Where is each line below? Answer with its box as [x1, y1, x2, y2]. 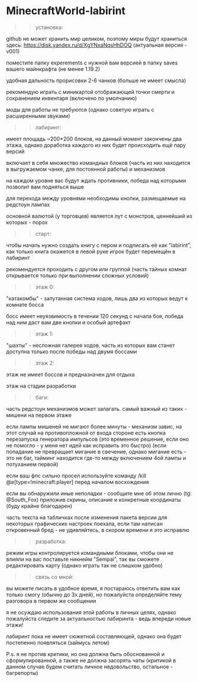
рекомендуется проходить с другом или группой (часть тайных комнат [6, 265, 187, 272]
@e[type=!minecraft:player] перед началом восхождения [6, 478, 150, 485]
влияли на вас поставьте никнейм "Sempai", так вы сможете [6, 556, 160, 563]
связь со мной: [35, 573, 74, 580]
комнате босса [6, 301, 44, 308]
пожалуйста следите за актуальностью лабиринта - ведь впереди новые [6, 615, 191, 622]
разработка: [35, 538, 67, 545]
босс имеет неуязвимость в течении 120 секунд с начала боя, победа [6, 312, 184, 320]
